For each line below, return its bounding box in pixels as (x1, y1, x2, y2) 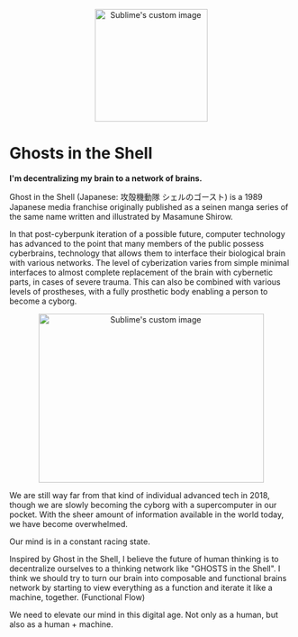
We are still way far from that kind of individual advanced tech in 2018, (9, 489, 270, 500)
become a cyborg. (9, 296, 77, 306)
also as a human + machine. (9, 618, 114, 630)
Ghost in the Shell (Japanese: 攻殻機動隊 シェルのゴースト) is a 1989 (9, 191, 263, 202)
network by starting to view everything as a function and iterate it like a (9, 582, 273, 593)
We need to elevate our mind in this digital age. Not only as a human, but (9, 609, 279, 620)
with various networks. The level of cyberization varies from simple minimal (9, 257, 290, 268)
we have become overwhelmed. (9, 518, 129, 529)
